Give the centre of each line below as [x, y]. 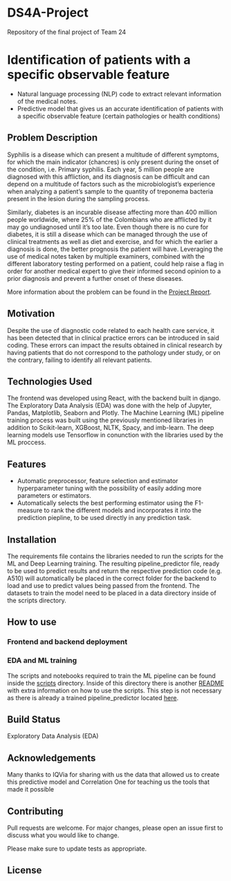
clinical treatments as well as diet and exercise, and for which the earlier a [112, 241]
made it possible [30, 790]
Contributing [35, 811]
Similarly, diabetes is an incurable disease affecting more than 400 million [112, 212]
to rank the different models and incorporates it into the [123, 510]
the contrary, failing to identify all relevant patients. [80, 360]
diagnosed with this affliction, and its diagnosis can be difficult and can [108, 176]
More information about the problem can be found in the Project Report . [110, 292]
